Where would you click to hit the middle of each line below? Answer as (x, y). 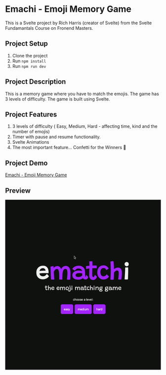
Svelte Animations (31, 142)
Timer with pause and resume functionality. (56, 137)
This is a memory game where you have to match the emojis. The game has (82, 94)
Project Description (36, 82)
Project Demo (26, 163)
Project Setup (27, 44)
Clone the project (30, 55)
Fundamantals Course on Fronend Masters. (49, 28)
